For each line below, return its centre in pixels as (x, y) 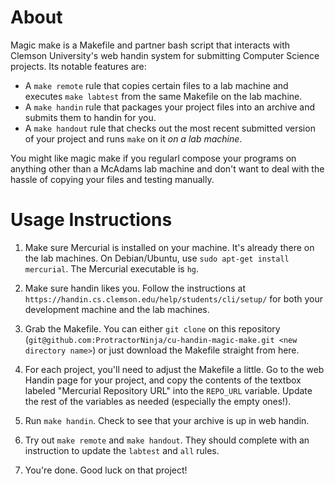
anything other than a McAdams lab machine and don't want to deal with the (167, 168)
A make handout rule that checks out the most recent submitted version (170, 128)
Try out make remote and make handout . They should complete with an (167, 440)
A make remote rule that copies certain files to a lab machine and (156, 85)
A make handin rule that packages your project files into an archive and (170, 107)
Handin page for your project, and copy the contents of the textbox (163, 380)
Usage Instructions (91, 220)
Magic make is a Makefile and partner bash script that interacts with (150, 45)
